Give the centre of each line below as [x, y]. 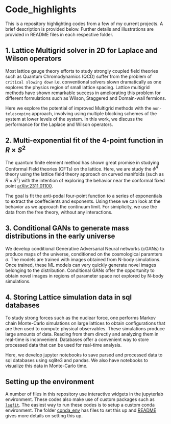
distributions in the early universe [60, 236]
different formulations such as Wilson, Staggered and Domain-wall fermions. [86, 98]
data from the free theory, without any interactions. [59, 212]
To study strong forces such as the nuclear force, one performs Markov [81, 317]
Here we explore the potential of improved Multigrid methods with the [78, 108]
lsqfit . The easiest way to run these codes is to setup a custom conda [80, 405]
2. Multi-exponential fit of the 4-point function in [84, 141]
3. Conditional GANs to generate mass [67, 228]
